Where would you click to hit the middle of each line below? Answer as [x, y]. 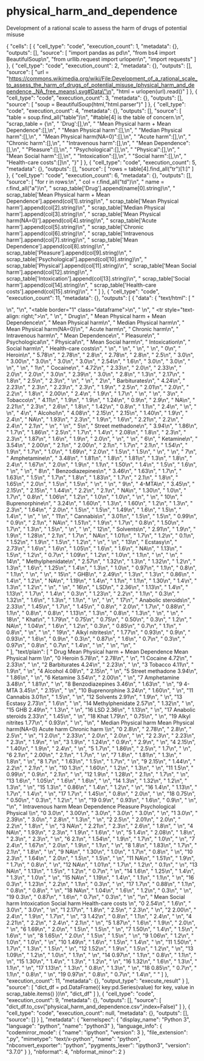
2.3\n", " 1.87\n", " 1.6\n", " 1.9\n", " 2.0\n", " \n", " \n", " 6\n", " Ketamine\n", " [102, 438]
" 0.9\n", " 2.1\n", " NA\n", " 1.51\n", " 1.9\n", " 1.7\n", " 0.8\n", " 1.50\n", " [95, 522]
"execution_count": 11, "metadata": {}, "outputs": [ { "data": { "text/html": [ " [100, 298]
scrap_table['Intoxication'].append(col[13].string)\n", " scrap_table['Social [98, 278]
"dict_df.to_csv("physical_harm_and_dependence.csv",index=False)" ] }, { [98, 1006]
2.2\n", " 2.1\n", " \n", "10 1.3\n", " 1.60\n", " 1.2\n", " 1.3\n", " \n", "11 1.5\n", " [100, 768]
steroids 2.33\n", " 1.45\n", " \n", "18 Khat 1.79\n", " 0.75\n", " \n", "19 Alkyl [99, 716]
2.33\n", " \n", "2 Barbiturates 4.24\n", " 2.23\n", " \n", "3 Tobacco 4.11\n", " [100, 664]
